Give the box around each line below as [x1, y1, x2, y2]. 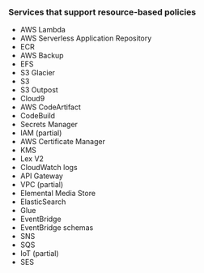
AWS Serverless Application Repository [19, 33, 152, 43]
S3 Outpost [19, 85, 58, 95]
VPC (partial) [19, 180, 64, 190]
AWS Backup [19, 51, 64, 61]
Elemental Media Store [19, 189, 96, 198]
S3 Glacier [19, 68, 55, 78]
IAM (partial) [19, 128, 62, 138]
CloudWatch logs [19, 163, 79, 173]
